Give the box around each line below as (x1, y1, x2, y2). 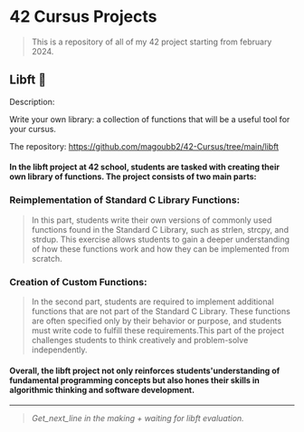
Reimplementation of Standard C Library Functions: (9, 194, 241, 206)
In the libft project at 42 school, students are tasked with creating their (9, 161, 280, 173)
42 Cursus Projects (9, 6, 157, 27)
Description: (9, 96, 55, 107)
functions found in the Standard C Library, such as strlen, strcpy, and (31, 224, 290, 235)
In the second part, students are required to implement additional (31, 296, 274, 307)
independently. (31, 344, 88, 355)
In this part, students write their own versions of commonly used (31, 215, 272, 226)
